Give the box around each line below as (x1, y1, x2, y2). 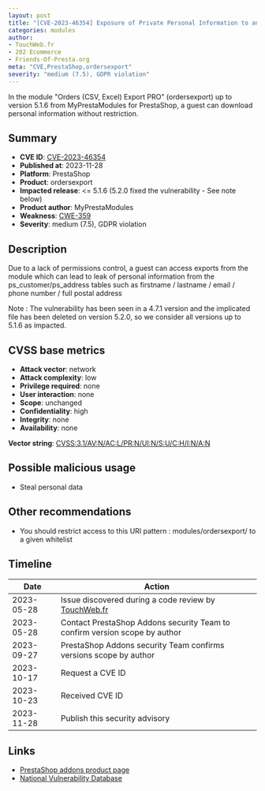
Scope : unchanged (19, 398, 83, 407)
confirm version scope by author (60, 627, 181, 638)
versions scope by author (60, 649, 155, 660)
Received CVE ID (60, 690, 124, 701)
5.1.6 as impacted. (8, 321, 67, 330)
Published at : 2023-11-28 (19, 161, 103, 171)
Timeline (8, 557, 53, 571)
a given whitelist (19, 534, 73, 544)
